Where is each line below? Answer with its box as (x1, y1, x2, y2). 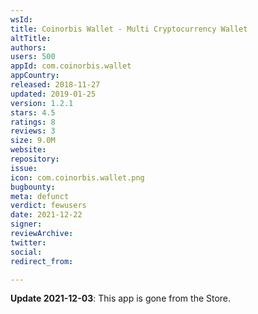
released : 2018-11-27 (10, 80, 101, 90)
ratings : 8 (10, 117, 56, 127)
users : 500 (10, 52, 56, 62)
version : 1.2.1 (10, 98, 74, 108)
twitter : (10, 237, 47, 248)
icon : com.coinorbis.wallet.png (10, 172, 145, 183)
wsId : (10, 14, 33, 25)
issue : (10, 163, 38, 173)
